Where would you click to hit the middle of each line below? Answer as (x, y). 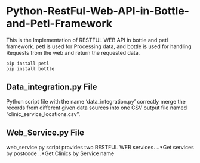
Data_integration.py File (52, 87)
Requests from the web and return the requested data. (73, 52)
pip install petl (28, 64)
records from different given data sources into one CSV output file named (97, 108)
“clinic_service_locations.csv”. (43, 114)
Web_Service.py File (45, 133)
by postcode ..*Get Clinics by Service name (60, 153)
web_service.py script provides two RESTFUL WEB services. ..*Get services (100, 147)
